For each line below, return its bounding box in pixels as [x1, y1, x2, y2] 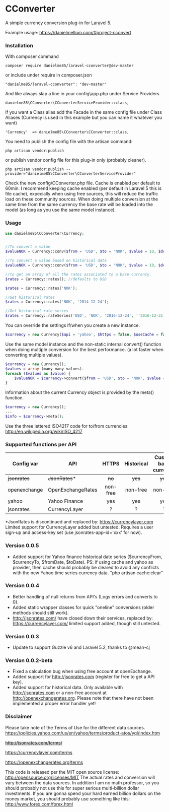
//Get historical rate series [5, 308, 69, 314]
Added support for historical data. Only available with [12, 685, 123, 691]
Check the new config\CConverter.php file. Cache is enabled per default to [5, 180, 160, 186]
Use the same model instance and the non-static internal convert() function [5, 341, 161, 347]
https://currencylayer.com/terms [5, 749, 73, 756]
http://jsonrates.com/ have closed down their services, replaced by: [12, 615, 153, 621]
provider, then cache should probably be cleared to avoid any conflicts [12, 564, 159, 570]
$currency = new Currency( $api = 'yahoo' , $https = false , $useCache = [5, 332, 159, 337]
